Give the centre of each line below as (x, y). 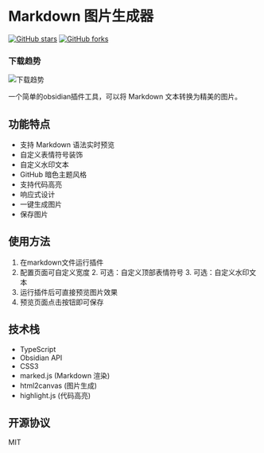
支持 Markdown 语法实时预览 (67, 145)
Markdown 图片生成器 (81, 16)
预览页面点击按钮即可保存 (62, 302)
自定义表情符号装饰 (51, 155)
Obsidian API (41, 358)
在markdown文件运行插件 (62, 262)
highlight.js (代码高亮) (55, 395)
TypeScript (38, 349)
